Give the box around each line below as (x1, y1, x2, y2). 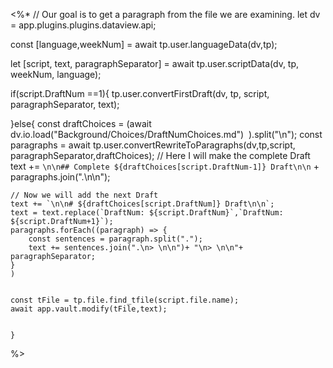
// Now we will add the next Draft (10, 190, 159, 200)
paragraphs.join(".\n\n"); (10, 171, 111, 183)
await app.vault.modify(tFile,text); (10, 304, 168, 314)
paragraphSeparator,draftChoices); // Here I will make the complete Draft (10, 150, 311, 161)
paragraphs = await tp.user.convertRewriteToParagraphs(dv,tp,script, (10, 139, 296, 151)
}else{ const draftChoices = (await (10, 118, 152, 129)
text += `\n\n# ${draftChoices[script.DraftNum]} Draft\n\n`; (10, 199, 275, 209)
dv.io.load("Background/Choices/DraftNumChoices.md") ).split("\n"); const (10, 129, 323, 140)
